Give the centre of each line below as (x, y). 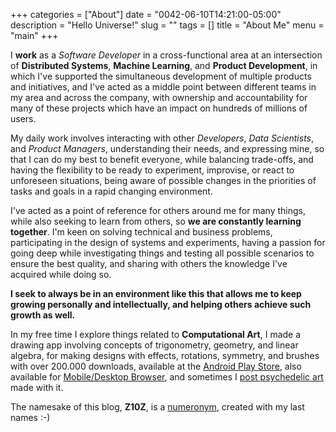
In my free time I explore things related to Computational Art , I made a (156, 334)
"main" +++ (34, 35)
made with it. (37, 387)
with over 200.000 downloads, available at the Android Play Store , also (156, 366)
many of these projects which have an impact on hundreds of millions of (159, 108)
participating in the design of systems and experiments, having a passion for (168, 242)
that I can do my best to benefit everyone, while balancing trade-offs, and (162, 159)
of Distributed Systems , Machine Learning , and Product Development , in (164, 65)
